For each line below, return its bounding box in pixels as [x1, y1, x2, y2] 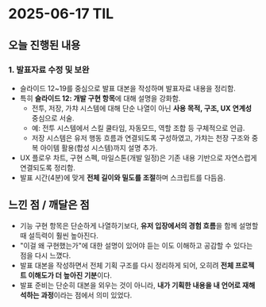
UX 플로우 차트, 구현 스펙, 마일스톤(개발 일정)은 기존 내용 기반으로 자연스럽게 [19, 152, 257, 163]
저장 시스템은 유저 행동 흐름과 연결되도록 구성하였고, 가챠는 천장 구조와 [31, 132, 250, 143]
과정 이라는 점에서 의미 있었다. [40, 290, 133, 300]
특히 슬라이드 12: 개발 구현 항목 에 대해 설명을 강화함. [19, 93, 181, 103]
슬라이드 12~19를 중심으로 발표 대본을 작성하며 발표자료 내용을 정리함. [19, 83, 236, 93]
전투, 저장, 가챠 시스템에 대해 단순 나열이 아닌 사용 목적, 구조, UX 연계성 [31, 103, 253, 113]
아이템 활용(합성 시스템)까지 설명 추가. [40, 143, 158, 152]
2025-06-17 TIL [8, 5, 114, 23]
